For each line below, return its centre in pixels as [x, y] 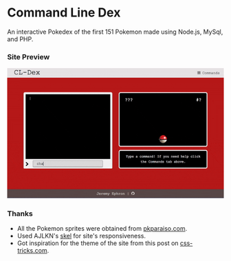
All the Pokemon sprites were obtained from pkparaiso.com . [102, 229]
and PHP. [20, 39]
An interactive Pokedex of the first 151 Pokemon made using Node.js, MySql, [115, 32]
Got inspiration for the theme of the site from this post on [98, 243]
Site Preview [29, 56]
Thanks [20, 213]
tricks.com [32, 251]
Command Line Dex [64, 13]
